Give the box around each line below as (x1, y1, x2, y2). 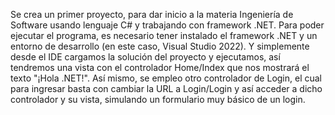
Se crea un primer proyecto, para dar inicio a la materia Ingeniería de (10, 9, 294, 20)
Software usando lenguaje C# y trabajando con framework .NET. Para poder (10, 19, 325, 31)
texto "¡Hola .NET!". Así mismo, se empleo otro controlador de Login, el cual (10, 72, 323, 84)
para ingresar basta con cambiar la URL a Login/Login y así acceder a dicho (10, 83, 323, 94)
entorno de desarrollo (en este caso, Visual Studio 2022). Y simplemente (10, 40, 310, 52)
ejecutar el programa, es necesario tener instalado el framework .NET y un (10, 30, 318, 41)
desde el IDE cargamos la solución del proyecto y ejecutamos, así (10, 51, 281, 63)
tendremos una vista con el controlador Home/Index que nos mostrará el (10, 62, 310, 73)
